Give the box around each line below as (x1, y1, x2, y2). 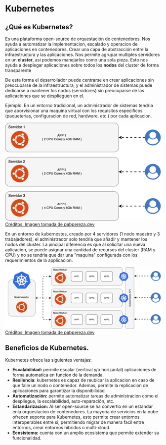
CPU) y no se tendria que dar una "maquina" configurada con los (5, 252, 138, 258)
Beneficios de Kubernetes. (5, 344, 89, 352)
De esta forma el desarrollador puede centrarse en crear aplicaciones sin (5, 77, 154, 83)
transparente (5, 67, 32, 73)
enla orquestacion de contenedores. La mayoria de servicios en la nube (12, 408, 158, 414)
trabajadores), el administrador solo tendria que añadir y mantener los (5, 236, 147, 242)
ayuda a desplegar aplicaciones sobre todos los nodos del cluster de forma (5, 62, 159, 68)
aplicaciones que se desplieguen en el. (5, 93, 85, 99)
